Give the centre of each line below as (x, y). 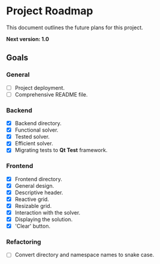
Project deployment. (40, 88)
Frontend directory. (39, 179)
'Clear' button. (33, 226)
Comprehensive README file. (51, 94)
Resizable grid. (33, 206)
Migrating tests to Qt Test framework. (61, 150)
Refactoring (24, 242)
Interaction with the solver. (47, 212)
